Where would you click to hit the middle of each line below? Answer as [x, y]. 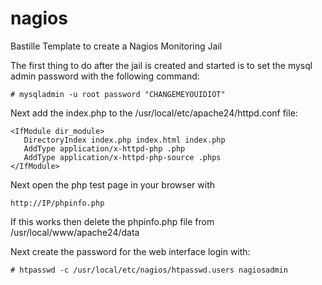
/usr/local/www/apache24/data [75, 232]
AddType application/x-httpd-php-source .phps [122, 157]
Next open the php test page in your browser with [113, 184]
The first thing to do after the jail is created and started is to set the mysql [161, 65]
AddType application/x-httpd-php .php [104, 148]
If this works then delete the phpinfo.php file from [112, 221]
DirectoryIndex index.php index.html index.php [124, 140]
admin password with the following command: [105, 76]
